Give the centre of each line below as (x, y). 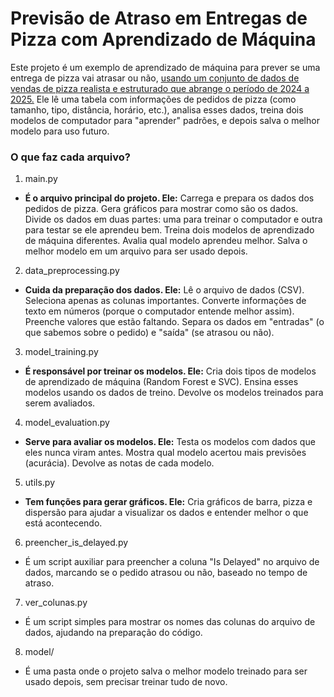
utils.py (40, 483)
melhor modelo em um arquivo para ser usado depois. (136, 251)
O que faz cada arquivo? (70, 157)
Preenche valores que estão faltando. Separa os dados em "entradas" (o (174, 322)
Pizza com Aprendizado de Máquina (163, 39)
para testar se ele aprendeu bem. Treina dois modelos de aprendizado (169, 230)
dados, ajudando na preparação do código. (113, 633)
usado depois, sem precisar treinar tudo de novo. (126, 682)
